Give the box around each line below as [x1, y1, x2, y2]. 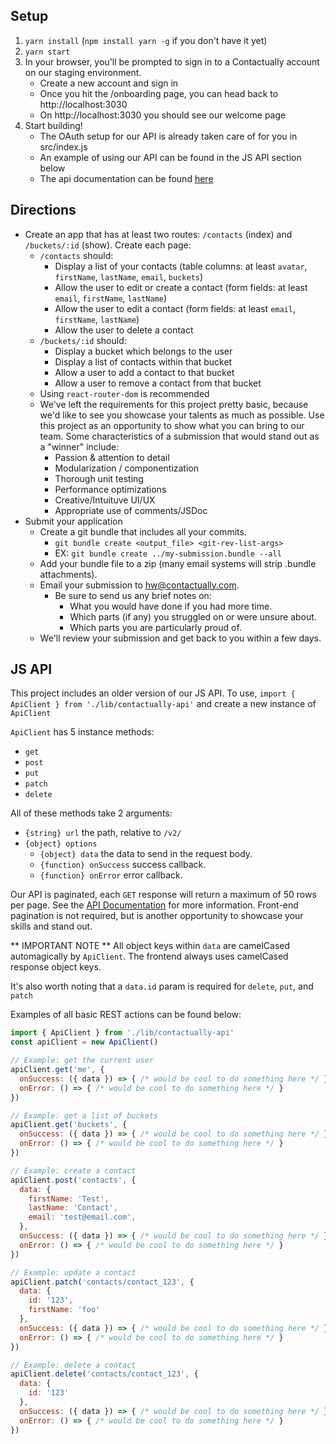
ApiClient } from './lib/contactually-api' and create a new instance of [10, 698, 317, 710]
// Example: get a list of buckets [10, 1110, 159, 1121]
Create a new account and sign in [39, 77, 179, 89]
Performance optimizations [54, 483, 167, 495]
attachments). [39, 568, 98, 580]
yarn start [24, 47, 71, 57]
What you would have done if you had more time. [69, 600, 273, 612]
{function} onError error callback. [39, 869, 183, 881]
